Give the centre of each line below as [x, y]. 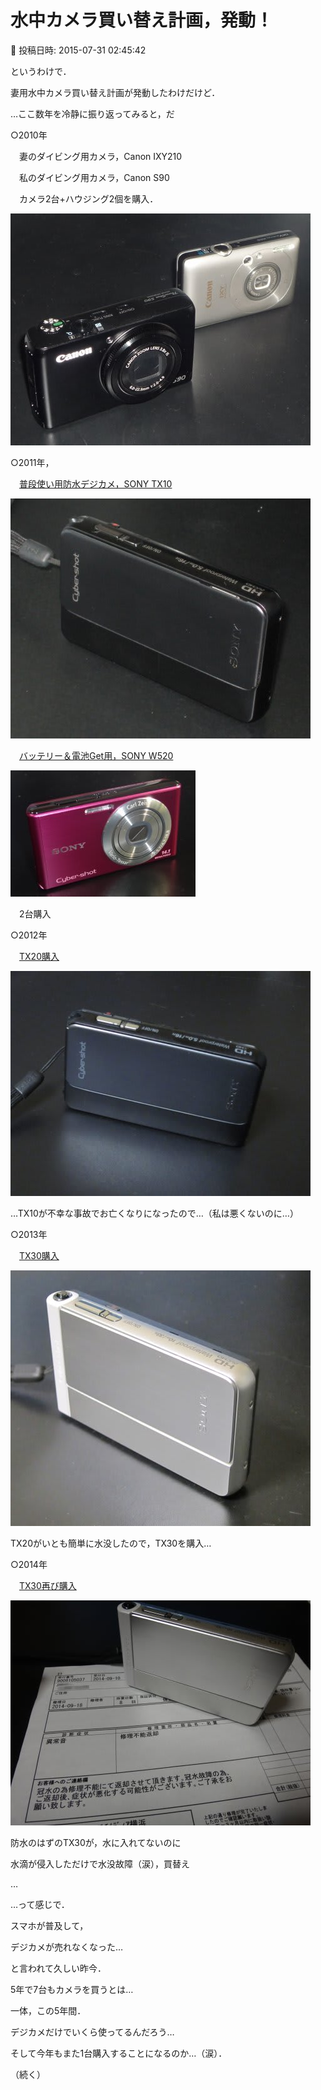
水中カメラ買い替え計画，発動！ [142, 20]
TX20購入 [39, 956]
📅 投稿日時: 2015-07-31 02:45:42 [78, 50]
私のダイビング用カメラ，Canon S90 [94, 177]
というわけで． [41, 71]
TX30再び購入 [48, 1585]
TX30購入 [39, 1255]
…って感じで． [40, 1904]
